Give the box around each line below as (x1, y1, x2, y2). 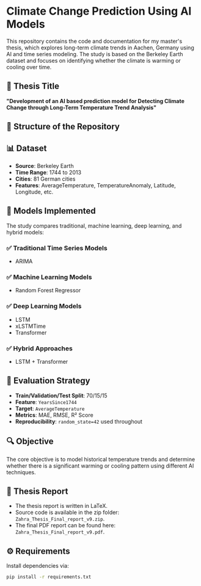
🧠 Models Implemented (6, 206, 96, 216)
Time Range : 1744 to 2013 (15, 168, 81, 176)
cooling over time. (6, 63, 52, 71)
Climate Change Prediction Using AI (6, 4, 192, 18)
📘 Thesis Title (6, 81, 60, 92)
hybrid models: (6, 228, 45, 236)
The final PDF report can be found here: (15, 522, 116, 529)
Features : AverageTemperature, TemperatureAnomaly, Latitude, (15, 181, 176, 189)
